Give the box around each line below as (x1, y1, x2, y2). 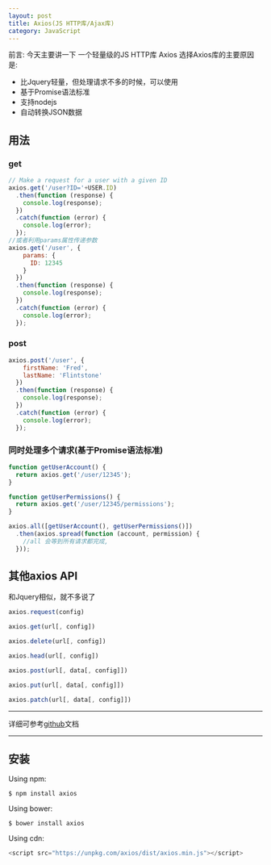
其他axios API (8, 570, 78, 583)
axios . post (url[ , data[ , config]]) (8, 667, 128, 675)
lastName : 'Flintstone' (23, 371, 103, 379)
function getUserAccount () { (8, 463, 106, 471)
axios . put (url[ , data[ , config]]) (8, 681, 125, 689)
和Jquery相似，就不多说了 (8, 592, 96, 602)
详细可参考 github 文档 (8, 719, 79, 729)
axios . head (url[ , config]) (8, 652, 99, 660)
